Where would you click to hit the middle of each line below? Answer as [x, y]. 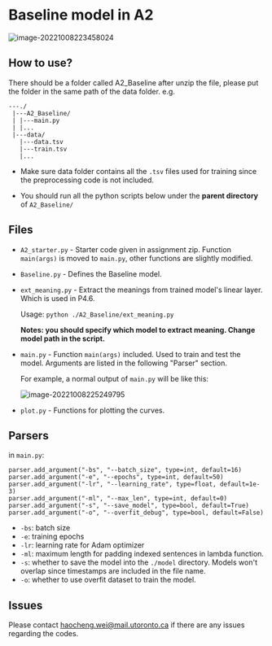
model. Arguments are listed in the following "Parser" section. [124, 363]
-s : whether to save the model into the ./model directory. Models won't [139, 562]
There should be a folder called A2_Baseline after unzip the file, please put [134, 82]
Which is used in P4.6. [57, 298]
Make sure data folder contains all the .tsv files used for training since [138, 171]
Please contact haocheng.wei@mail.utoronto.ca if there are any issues [127, 625]
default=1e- [240, 485]
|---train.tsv [43, 149]
